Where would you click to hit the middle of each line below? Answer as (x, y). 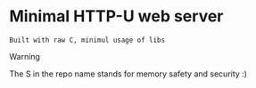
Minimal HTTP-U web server (116, 16)
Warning (25, 56)
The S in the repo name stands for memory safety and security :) (128, 74)
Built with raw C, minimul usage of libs (87, 40)
